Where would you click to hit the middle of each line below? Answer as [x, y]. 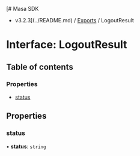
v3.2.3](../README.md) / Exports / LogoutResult [74, 20]
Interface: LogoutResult [67, 45]
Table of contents [40, 67]
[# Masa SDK [23, 9]
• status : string [26, 146]
